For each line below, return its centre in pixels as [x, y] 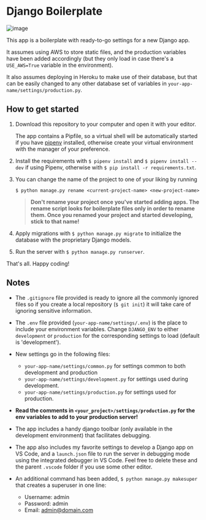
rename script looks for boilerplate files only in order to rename [113, 208]
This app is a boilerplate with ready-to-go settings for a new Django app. [98, 40]
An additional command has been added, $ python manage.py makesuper [106, 478]
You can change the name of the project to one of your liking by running [106, 179]
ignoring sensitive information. [54, 310]
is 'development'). [38, 342]
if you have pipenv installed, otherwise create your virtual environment [104, 142]
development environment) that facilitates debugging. [83, 435]
